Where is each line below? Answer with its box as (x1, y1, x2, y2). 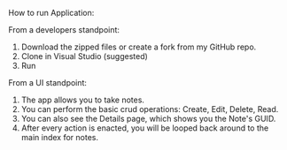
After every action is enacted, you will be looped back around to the (20, 123, 269, 133)
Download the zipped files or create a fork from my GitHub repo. (20, 41, 257, 52)
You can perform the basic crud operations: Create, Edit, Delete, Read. (20, 104, 279, 114)
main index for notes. (20, 132, 99, 142)
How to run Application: (8, 8, 95, 18)
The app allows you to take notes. (20, 94, 145, 105)
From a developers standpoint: (8, 25, 120, 34)
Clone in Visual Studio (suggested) (20, 51, 148, 61)
